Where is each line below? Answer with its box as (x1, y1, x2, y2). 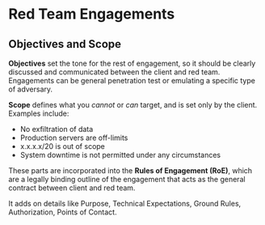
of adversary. (8, 84, 53, 94)
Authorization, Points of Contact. (8, 207, 117, 217)
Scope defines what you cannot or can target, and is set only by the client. (8, 100, 258, 109)
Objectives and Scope (8, 37, 122, 51)
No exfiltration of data (19, 125, 94, 134)
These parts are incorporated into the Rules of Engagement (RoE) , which (8, 166, 253, 175)
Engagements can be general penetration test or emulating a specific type (8, 76, 256, 85)
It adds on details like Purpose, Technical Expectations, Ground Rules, (8, 199, 242, 208)
